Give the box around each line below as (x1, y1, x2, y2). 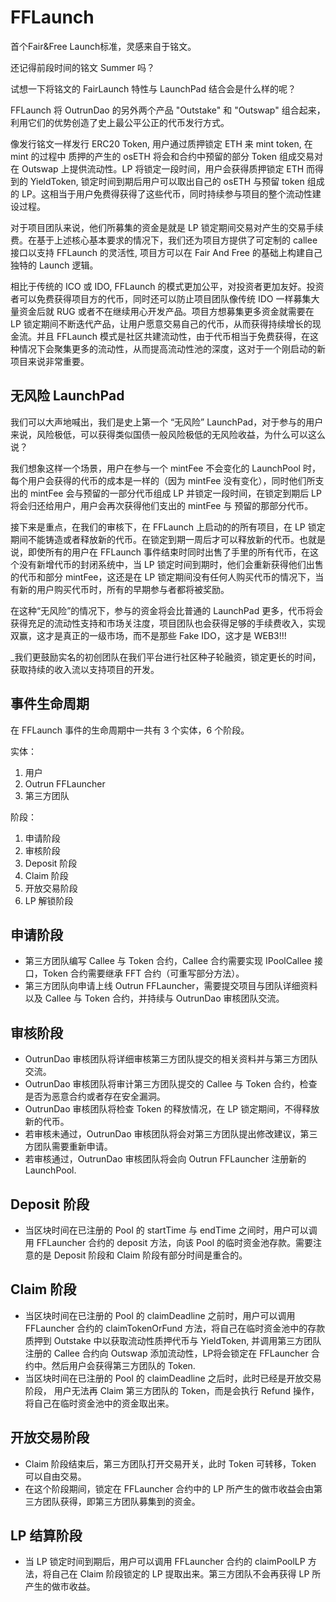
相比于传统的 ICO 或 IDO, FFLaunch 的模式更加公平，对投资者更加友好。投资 (10, 280, 325, 292)
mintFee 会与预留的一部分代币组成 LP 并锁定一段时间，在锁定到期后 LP (29, 487, 322, 499)
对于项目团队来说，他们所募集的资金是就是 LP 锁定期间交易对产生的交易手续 (10, 221, 324, 233)
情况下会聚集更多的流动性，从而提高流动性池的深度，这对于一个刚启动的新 (18, 342, 326, 355)
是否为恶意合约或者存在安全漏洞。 (24, 1091, 166, 1103)
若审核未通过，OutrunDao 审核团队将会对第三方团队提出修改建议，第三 (24, 1128, 318, 1140)
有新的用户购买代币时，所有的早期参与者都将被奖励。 (10, 583, 230, 595)
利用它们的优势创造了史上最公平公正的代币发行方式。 (10, 116, 230, 128)
